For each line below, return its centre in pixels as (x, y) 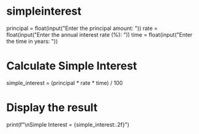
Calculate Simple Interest (72, 66)
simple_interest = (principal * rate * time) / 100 (65, 83)
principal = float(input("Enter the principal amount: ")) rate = (82, 28)
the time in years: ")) (32, 41)
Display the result (52, 108)
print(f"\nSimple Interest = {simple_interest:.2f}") (68, 124)
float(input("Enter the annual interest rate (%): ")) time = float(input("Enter (99, 34)
